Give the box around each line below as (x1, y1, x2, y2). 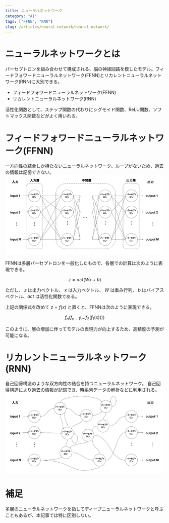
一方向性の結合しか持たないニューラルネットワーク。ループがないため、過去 (5, 163, 164, 169)
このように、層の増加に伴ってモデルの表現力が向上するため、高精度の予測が (5, 326, 164, 332)
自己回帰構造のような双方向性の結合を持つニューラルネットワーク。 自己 (5, 381, 156, 386)
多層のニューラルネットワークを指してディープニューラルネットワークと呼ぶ (5, 506, 164, 512)
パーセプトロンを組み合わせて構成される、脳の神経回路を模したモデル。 (5, 66, 155, 72)
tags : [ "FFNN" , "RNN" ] (5, 19, 53, 24)
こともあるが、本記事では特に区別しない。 (5, 512, 94, 518)
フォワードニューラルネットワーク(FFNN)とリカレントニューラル (14, 72, 149, 79)
